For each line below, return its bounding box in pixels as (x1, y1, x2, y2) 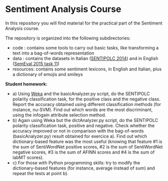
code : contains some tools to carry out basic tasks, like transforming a (12, 44, 159, 50)
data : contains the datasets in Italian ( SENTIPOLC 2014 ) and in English (12, 55, 158, 61)
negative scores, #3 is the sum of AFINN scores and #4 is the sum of (12, 149, 155, 155)
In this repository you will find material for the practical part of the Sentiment (5, 20, 162, 26)
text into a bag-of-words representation (12, 50, 94, 56)
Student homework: (5, 81, 47, 87)
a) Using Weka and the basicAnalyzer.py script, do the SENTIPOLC (12, 90, 150, 96)
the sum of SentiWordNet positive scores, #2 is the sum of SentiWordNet (12, 143, 163, 149)
